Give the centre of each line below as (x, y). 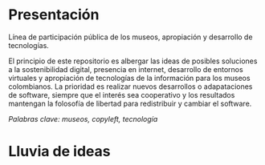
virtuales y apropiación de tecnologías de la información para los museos (129, 78)
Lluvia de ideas (59, 152)
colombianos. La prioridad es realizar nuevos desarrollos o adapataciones (130, 87)
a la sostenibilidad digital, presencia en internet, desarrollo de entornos (126, 69)
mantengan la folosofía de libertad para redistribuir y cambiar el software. (130, 103)
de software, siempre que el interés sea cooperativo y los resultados (122, 95)
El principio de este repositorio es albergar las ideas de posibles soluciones (133, 61)
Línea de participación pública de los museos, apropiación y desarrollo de (130, 37)
